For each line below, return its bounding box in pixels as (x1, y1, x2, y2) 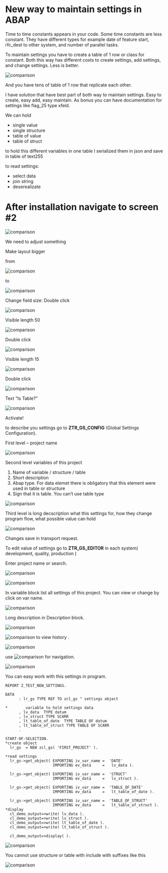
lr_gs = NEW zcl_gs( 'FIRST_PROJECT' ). (10, 745, 98, 750)
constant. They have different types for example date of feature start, (5, 36, 149, 42)
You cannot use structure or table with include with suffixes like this (5, 852, 146, 858)
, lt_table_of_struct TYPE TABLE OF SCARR (18, 723, 109, 728)
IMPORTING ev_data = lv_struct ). (52, 776, 139, 781)
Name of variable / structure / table (12, 469, 86, 475)
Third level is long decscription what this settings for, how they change (5, 510, 152, 516)
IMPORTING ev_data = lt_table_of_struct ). (52, 802, 159, 807)
